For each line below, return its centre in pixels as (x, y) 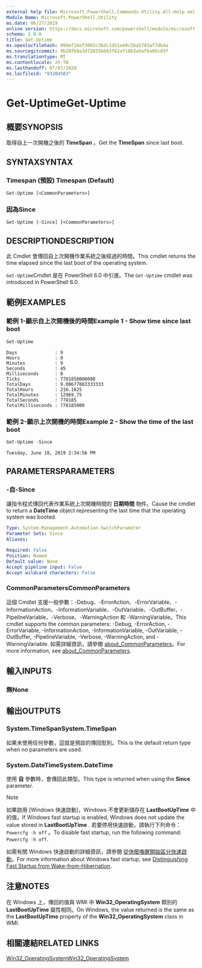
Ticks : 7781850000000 (51, 379)
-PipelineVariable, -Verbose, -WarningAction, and (94, 636)
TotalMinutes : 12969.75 (44, 395)
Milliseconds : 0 (35, 374)
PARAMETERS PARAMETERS (61, 471)
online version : (27, 29)
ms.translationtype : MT (36, 57)
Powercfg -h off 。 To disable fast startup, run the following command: (94, 832)
